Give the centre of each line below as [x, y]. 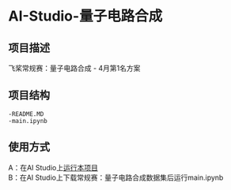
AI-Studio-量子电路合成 [85, 16]
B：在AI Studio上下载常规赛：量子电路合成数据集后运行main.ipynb [116, 177]
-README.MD [26, 114]
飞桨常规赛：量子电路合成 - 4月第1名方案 [74, 68]
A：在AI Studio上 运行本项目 [53, 167]
